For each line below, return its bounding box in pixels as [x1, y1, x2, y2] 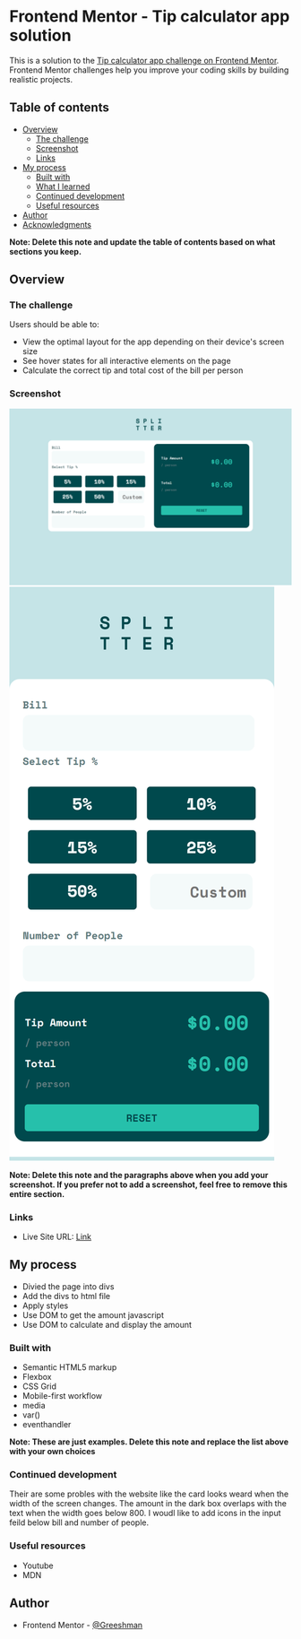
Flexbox [21, 1372, 52, 1383]
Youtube [21, 1560, 54, 1571]
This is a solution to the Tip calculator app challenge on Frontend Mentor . [9, 55, 279, 65]
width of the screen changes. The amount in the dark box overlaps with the [9, 1498, 287, 1509]
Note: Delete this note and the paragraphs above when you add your [9, 1169, 269, 1180]
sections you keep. [9, 246, 82, 256]
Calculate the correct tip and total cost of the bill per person [21, 365, 244, 376]
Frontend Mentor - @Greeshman [21, 1619, 143, 1630]
